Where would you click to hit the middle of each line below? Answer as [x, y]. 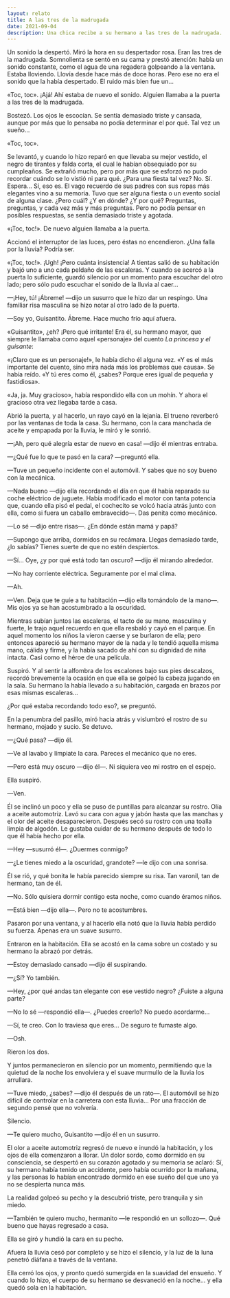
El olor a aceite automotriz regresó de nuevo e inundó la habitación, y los [110, 1148]
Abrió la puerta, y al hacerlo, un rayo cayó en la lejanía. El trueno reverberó [113, 416]
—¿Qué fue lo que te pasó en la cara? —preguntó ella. [83, 457]
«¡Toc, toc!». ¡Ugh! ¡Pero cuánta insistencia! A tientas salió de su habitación [113, 263]
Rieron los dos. [28, 1052]
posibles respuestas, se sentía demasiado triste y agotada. [90, 215]
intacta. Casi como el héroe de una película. [69, 657]
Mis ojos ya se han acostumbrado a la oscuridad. [77, 608]
